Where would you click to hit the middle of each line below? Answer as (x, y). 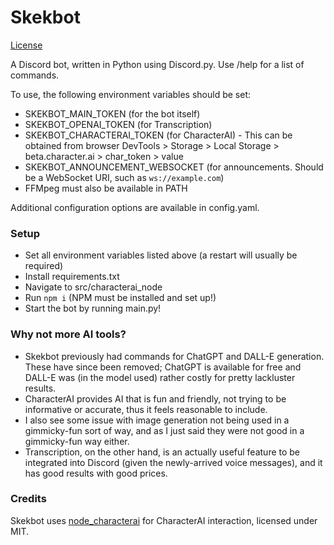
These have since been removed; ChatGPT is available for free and (163, 367)
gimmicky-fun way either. (77, 441)
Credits (28, 499)
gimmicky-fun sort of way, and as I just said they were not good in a (164, 430)
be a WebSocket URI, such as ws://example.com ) (124, 177)
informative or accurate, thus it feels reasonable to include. (146, 409)
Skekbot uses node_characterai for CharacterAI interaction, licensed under (164, 520)
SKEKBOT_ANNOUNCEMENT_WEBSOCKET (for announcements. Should (174, 167)
